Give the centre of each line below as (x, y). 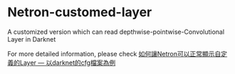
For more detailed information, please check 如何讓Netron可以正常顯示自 (114, 54)
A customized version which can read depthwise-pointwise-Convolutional (116, 32)
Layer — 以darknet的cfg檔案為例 (68, 62)
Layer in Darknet (32, 39)
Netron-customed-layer (80, 12)
